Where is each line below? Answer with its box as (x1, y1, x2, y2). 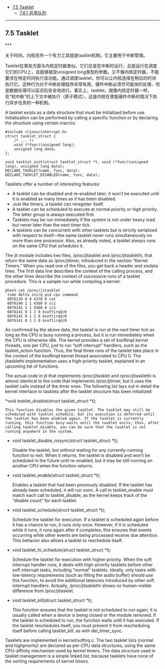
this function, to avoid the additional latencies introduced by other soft (12, 577, 155, 583)
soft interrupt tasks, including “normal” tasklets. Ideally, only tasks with (12, 567, 156, 573)
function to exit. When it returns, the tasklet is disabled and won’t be (12, 452, 151, 458)
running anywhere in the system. (5, 429, 74, 434)
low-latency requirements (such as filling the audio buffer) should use (12, 572, 153, 578)
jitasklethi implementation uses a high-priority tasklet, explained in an (5, 358, 145, 364)
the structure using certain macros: (5, 120, 77, 126)
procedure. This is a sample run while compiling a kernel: (5, 278, 121, 284)
